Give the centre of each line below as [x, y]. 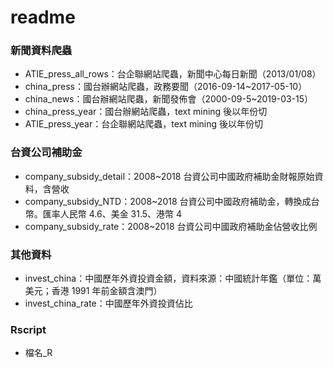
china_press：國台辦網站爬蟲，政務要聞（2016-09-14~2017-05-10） [166, 87]
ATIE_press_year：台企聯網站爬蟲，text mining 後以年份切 [144, 124]
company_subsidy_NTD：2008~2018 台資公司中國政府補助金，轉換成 [168, 201]
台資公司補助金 [46, 153]
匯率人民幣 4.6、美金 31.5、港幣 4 [112, 213]
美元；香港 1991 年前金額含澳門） [93, 291]
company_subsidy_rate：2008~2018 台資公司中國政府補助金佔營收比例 [171, 226]
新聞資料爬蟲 [41, 51]
